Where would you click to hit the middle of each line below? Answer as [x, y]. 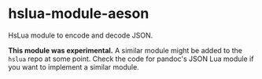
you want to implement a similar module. [74, 66]
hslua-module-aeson [79, 14]
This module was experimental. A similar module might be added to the [125, 50]
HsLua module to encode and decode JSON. [81, 35]
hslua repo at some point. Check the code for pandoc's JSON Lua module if [131, 59]
